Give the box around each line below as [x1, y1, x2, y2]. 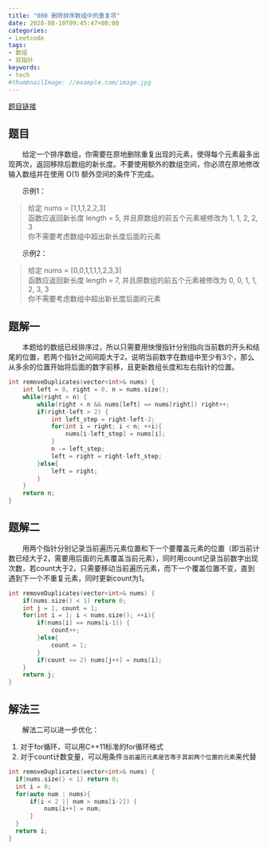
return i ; [15, 827, 48, 835]
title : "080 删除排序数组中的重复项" [8, 11, 120, 20]
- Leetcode [8, 33, 45, 42]
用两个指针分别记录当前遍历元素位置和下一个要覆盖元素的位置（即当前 [22, 543, 253, 553]
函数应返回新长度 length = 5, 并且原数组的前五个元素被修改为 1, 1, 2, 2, [27, 213, 258, 223]
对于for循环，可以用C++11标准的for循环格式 [19, 742, 164, 751]
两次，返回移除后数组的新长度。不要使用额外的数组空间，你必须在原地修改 [14, 159, 260, 169]
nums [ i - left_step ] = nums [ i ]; [65, 430, 166, 439]
